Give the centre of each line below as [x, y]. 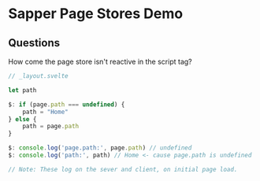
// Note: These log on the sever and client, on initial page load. [123, 169]
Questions [34, 43]
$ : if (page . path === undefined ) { [67, 104]
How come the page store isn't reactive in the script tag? [100, 61]
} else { [22, 119]
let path [22, 90]
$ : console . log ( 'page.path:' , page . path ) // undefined [100, 148]
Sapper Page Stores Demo [96, 14]
